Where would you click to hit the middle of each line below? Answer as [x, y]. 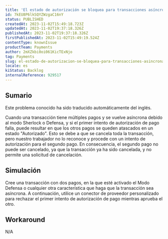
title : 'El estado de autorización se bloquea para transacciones [76, 10]
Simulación [23, 170]
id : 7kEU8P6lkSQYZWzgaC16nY [34, 15]
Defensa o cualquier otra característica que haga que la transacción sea [79, 188]
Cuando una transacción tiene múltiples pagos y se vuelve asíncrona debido [84, 117]
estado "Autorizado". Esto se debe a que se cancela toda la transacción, [79, 133]
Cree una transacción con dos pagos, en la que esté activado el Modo [77, 183]
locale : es [16, 66]
